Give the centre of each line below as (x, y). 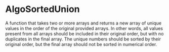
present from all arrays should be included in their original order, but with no (85, 33)
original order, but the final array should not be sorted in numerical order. (81, 44)
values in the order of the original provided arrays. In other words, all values (84, 28)
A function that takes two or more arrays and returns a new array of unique (83, 23)
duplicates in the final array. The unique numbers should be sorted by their (83, 39)
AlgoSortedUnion (43, 9)
